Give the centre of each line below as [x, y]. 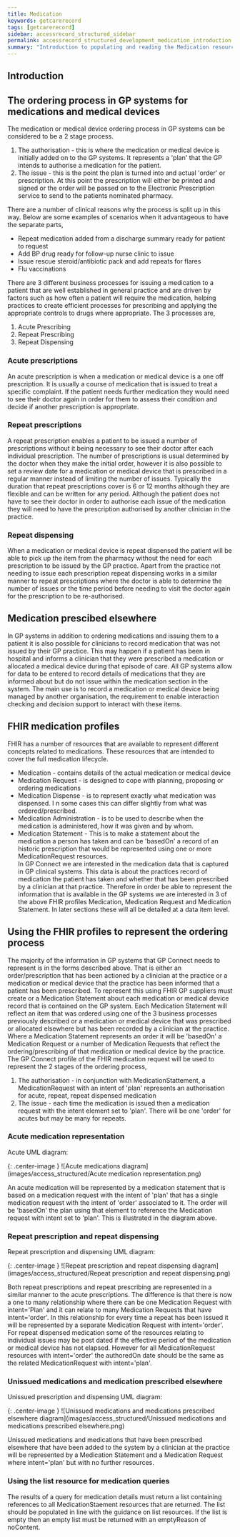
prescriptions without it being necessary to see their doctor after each [110, 448]
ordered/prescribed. [47, 811]
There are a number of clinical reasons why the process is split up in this [114, 210]
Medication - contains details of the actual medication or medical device [124, 773]
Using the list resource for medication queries [89, 1481]
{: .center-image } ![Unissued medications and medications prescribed [111, 1411]
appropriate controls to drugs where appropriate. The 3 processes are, [111, 313]
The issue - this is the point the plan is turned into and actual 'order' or [121, 173]
